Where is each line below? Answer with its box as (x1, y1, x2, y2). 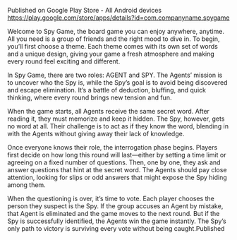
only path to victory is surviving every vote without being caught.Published (7, 224, 225, 232)
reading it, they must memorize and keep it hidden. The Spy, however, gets (7, 114, 225, 123)
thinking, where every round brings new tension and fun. (7, 93, 172, 102)
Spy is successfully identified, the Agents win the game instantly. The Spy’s (7, 217, 227, 225)
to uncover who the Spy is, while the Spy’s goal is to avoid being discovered (7, 78, 228, 87)
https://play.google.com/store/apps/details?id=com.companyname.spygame (7, 13, 230, 22)
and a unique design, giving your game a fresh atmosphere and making (7, 49, 215, 58)
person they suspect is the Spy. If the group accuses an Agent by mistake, (7, 202, 224, 210)
